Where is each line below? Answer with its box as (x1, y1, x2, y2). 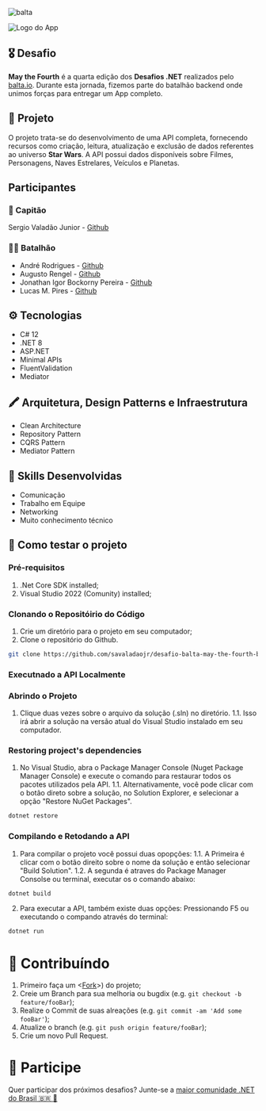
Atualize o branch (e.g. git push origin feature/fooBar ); (19, 1023, 207, 1032)
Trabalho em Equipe (19, 499, 85, 508)
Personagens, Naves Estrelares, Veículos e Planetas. (8, 158, 180, 167)
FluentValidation (19, 363, 73, 373)
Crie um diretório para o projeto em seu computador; (19, 626, 192, 636)
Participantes (8, 181, 77, 194)
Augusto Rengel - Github (19, 269, 101, 278)
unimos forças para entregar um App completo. (8, 88, 163, 98)
